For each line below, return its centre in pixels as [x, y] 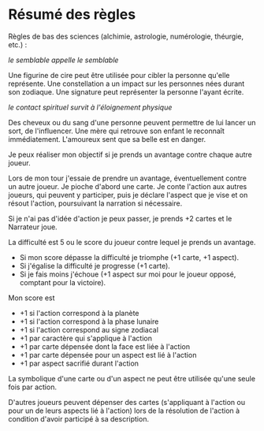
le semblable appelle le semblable [63, 60]
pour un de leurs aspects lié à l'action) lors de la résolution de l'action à [124, 411]
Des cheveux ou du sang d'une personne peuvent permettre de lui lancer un [132, 122]
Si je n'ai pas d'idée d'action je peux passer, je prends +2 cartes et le [120, 218]
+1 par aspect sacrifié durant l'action [79, 363]
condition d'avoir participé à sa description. [79, 418]
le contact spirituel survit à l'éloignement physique [90, 107]
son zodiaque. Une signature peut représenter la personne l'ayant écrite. [126, 91]
